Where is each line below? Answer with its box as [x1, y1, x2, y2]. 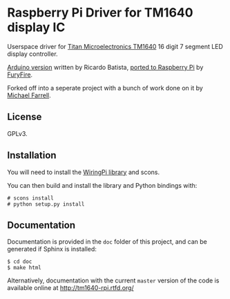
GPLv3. [7, 129, 28, 137]
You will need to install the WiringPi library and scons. [7, 168, 160, 176]
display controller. [7, 50, 58, 58]
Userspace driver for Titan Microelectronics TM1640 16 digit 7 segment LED [7, 42, 223, 50]
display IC [7, 19, 66, 35]
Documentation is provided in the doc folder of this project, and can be [7, 238, 207, 246]
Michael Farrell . [7, 91, 51, 99]
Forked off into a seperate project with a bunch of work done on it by [7, 84, 204, 92]
